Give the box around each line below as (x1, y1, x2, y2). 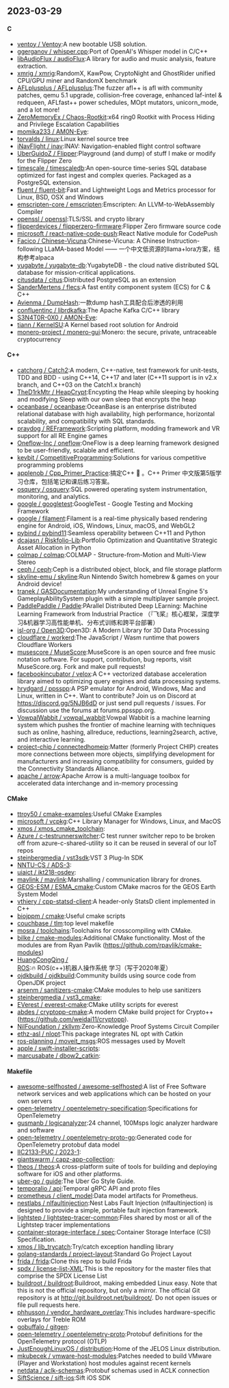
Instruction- (166, 236, 200, 245)
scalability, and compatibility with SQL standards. (16, 417, 156, 425)
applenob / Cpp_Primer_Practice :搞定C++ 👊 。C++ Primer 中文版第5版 (16, 469, 216, 477)
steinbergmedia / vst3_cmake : (16, 993, 103, 1001)
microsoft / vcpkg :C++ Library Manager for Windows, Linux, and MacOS (16, 817, 221, 825)
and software (16, 1126, 55, 1134)
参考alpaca (23, 253, 55, 261)
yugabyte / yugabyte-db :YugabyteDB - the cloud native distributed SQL (16, 260, 219, 269)
